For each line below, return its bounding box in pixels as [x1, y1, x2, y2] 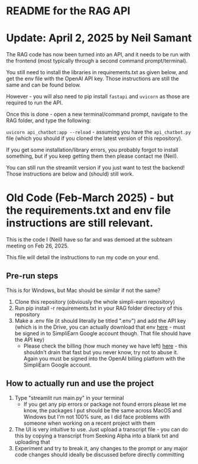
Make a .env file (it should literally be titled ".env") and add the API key [14, 317, 186, 324]
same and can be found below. [6, 81, 82, 88]
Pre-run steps [6, 271, 59, 281]
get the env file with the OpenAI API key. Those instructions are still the [6, 75, 179, 82]
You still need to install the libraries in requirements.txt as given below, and [6, 69, 188, 76]
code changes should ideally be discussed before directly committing [14, 451, 184, 458]
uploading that [14, 438, 50, 446]
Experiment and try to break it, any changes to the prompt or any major [14, 444, 188, 452]
